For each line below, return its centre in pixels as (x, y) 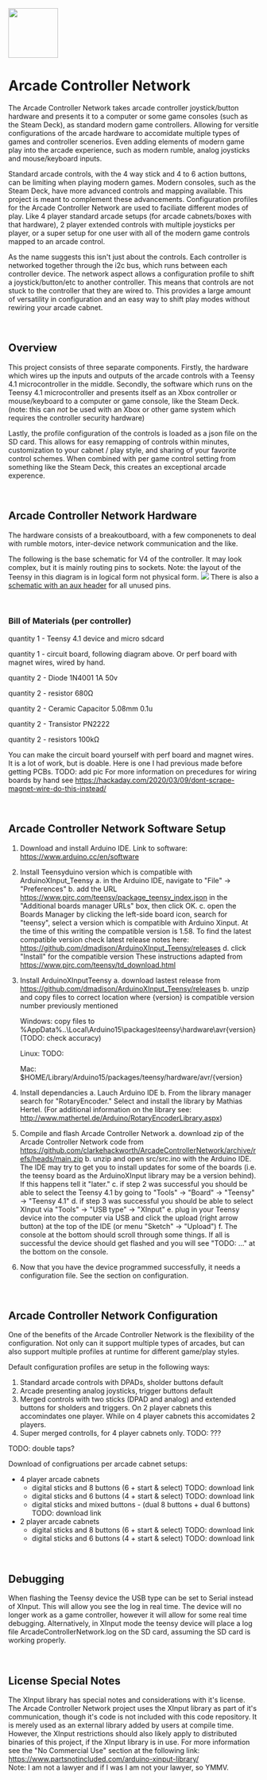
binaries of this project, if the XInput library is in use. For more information (129, 1742)
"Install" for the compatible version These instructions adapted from (131, 956)
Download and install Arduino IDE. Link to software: (104, 848)
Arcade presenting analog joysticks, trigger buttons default (116, 1391)
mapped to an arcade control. (57, 241)
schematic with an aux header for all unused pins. (90, 585)
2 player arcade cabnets (60, 1522)
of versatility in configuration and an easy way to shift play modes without (129, 299)
